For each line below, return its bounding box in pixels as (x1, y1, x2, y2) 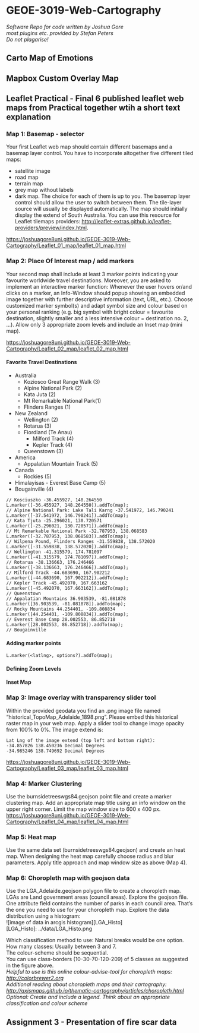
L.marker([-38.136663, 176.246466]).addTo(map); (6, 564, 129, 570)
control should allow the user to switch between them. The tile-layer (14, 199, 182, 206)
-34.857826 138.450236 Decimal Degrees (6, 743, 105, 748)
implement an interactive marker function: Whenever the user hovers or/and (6, 283, 192, 290)
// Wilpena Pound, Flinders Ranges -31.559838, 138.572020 (6, 538, 156, 544)
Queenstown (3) (23, 447, 64, 454)
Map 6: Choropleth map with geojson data (6, 874, 130, 882)
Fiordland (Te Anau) (23, 428, 72, 435)
